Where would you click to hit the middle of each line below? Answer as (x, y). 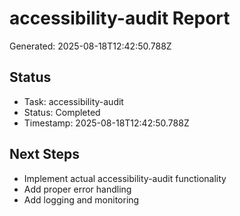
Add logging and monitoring (81, 199)
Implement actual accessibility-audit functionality (125, 178)
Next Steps (44, 154)
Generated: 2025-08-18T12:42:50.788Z (90, 46)
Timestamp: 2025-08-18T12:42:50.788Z (106, 123)
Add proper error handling (77, 189)
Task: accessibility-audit (73, 101)
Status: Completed (62, 112)
